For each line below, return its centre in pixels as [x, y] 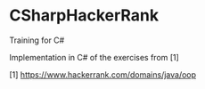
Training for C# [37, 40]
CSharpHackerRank [84, 16]
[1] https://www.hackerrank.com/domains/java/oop [103, 74]
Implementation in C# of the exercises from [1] [94, 57]
